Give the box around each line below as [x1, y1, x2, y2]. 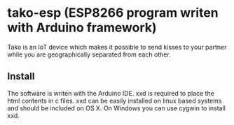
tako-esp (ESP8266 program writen [7, 5, 219, 21]
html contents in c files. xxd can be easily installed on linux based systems [7, 96, 222, 105]
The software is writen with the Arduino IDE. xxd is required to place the [7, 89, 215, 97]
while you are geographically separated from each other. [7, 50, 171, 59]
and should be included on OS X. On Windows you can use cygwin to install [7, 103, 226, 112]
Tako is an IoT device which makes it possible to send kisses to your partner [7, 43, 227, 51]
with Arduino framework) [7, 20, 157, 36]
